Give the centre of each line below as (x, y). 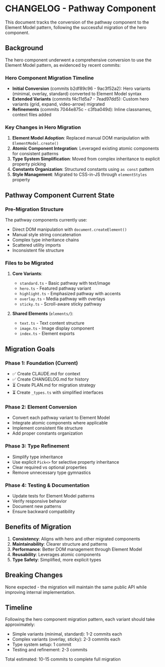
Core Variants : (27, 274)
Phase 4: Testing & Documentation (47, 485)
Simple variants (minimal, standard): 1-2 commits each (67, 634)
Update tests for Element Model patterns (53, 496)
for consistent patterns (35, 154)
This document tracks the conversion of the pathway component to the (77, 22)
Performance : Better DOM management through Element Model (77, 549)
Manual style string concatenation (47, 235)
